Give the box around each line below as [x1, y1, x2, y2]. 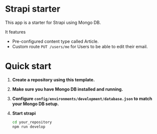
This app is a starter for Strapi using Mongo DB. [5, 19, 101, 25]
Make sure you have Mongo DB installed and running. [12, 86, 123, 92]
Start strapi [12, 110, 36, 116]
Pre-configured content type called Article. [12, 38, 99, 44]
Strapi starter [5, 3, 61, 15]
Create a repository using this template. [12, 77, 95, 82]
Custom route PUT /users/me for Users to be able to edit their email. [12, 43, 148, 49]
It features [5, 29, 26, 35]
